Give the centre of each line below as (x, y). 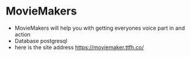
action (23, 34)
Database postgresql (41, 41)
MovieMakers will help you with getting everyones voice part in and (99, 28)
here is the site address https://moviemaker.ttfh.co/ (79, 47)
